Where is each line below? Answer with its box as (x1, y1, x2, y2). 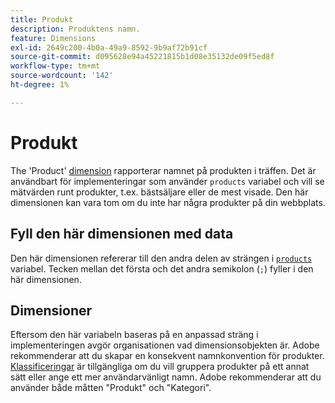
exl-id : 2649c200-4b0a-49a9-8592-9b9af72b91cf (10, 42, 208, 53)
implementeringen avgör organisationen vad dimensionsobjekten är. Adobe (10, 339, 320, 351)
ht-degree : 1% (10, 80, 70, 90)
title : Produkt (10, 14, 74, 25)
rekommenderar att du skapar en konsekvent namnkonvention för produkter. (10, 350, 325, 362)
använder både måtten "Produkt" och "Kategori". (10, 382, 212, 394)
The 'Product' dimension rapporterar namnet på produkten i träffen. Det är (10, 164, 317, 176)
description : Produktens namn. (10, 24, 141, 34)
